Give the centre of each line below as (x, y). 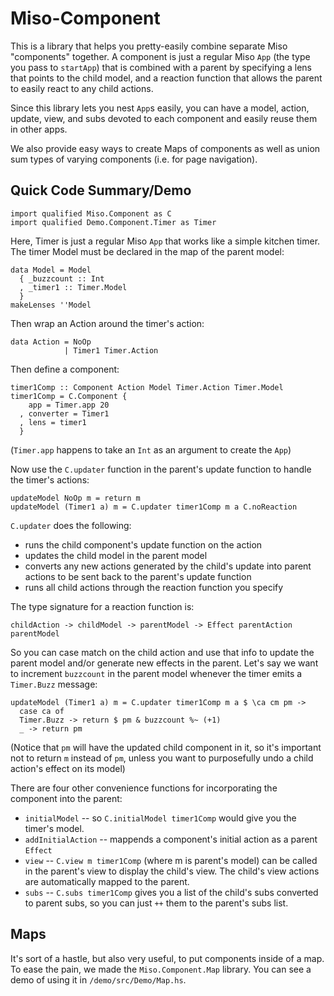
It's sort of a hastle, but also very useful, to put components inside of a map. (167, 958)
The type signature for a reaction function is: (102, 606)
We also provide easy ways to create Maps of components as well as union (165, 148)
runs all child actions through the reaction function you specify (154, 587)
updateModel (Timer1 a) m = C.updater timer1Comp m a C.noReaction (154, 507)
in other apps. (39, 129)
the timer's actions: (50, 479)
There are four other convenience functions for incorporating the (144, 788)
